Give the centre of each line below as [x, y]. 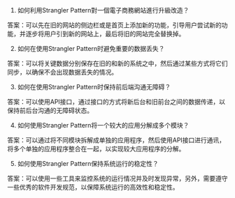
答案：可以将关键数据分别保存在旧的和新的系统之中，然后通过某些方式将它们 [117, 63]
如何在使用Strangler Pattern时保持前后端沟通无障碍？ [94, 87]
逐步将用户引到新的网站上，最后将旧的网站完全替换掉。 [105, 34]
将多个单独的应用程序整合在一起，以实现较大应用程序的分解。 [96, 149]
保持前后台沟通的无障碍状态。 [50, 111]
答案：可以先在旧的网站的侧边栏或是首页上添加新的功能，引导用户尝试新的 [114, 25]
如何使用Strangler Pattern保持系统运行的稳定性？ [88, 163]
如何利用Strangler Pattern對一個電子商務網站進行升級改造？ [103, 10]
